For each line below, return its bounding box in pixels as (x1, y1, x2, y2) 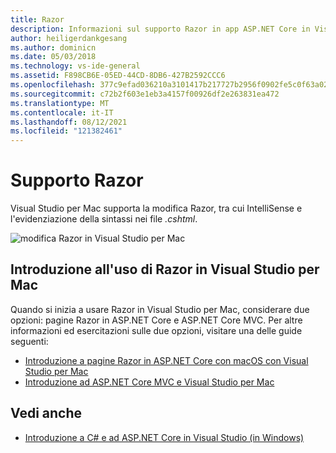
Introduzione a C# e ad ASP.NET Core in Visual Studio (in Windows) (24, 431, 305, 443)
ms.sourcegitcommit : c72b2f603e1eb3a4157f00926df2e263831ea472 (10, 89, 280, 99)
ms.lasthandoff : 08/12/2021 (10, 117, 128, 127)
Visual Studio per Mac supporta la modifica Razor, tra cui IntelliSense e (10, 202, 303, 215)
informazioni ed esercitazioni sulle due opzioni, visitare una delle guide (10, 324, 303, 336)
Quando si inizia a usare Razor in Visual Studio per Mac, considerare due (10, 303, 310, 315)
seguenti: (10, 335, 49, 347)
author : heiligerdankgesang (10, 33, 128, 43)
